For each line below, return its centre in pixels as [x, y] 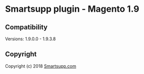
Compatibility [26, 27]
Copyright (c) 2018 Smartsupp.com [41, 66]
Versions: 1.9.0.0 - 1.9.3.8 [30, 39]
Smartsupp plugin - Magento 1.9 [72, 9]
